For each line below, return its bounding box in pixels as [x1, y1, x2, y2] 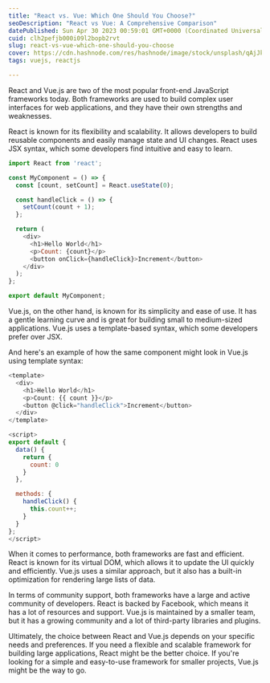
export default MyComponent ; [8, 292, 106, 300]
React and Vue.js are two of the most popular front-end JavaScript [8, 85, 229, 95]
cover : [8, 49, 31, 57]
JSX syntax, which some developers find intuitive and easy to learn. [8, 144, 233, 153]
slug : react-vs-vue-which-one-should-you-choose [8, 42, 174, 50]
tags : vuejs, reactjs [8, 57, 81, 65]
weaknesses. [8, 111, 52, 120]
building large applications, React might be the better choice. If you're [8, 648, 239, 658]
